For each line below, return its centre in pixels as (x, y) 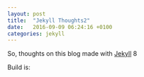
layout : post (27, 14)
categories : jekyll (36, 34)
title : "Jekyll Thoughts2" (49, 20)
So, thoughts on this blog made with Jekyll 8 (72, 54)
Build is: (19, 67)
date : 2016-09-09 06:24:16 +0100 (60, 27)
